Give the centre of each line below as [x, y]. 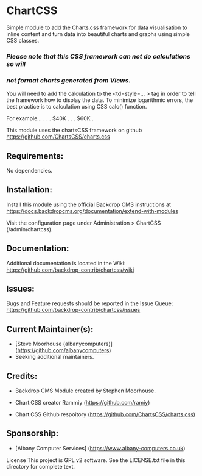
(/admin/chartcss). [30, 229]
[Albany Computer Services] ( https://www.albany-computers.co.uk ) [100, 448]
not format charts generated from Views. [68, 80]
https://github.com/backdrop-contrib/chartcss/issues [73, 310]
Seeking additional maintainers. [54, 357]
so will [16, 63]
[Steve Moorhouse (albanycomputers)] [64, 344]
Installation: [30, 190]
